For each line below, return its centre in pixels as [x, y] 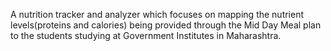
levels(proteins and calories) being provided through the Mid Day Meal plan [166, 25]
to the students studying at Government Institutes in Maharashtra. [146, 35]
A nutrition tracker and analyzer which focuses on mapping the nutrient [157, 14]
